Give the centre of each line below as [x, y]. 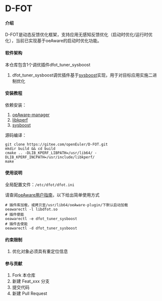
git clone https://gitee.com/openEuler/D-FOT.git [57, 144]
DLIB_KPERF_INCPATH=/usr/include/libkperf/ [50, 157]
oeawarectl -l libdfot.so [31, 209]
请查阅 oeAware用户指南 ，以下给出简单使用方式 [52, 195]
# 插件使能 [15, 215]
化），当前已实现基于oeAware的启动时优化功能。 [53, 41]
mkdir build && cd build [30, 149]
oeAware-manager [31, 115]
